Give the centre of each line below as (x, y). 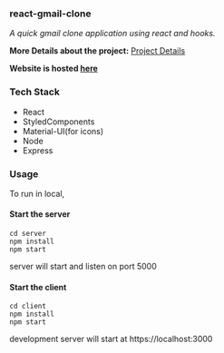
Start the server (40, 214)
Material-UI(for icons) (63, 131)
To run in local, (37, 193)
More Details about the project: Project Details (97, 51)
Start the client (38, 287)
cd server (28, 234)
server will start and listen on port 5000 (83, 267)
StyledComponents (58, 122)
